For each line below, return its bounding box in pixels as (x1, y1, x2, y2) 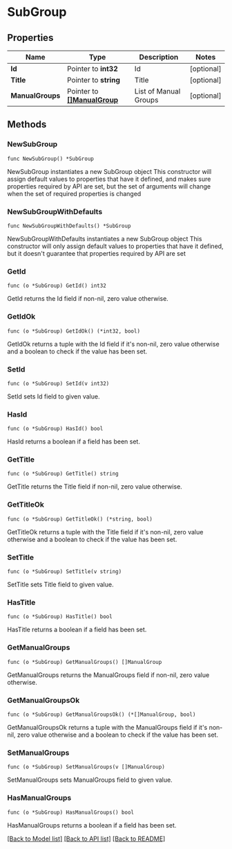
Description (139, 53, 179, 62)
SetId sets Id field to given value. (7, 392, 100, 401)
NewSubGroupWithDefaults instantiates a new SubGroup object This (7, 234, 202, 243)
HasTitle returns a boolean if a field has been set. (7, 625, 147, 634)
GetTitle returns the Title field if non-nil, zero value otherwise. (7, 482, 183, 491)
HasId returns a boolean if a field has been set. (7, 437, 140, 446)
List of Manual (134, 87, 181, 96)
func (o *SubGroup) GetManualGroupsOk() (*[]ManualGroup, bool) (7, 711, 196, 718)
